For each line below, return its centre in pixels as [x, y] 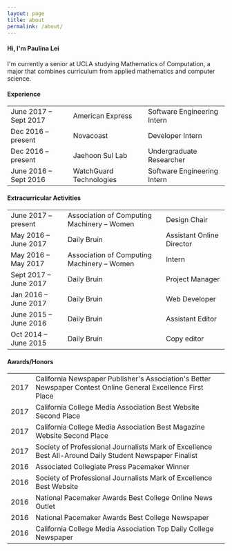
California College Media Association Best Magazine [120, 427]
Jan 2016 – [29, 294]
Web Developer [191, 299]
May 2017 [28, 263]
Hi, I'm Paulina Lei [33, 48]
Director [179, 243]
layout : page [26, 13]
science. [19, 78]
